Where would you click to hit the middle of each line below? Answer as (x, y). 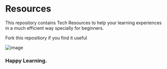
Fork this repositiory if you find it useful (46, 38)
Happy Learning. (26, 60)
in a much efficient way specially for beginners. (55, 28)
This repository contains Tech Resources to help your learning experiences (83, 23)
